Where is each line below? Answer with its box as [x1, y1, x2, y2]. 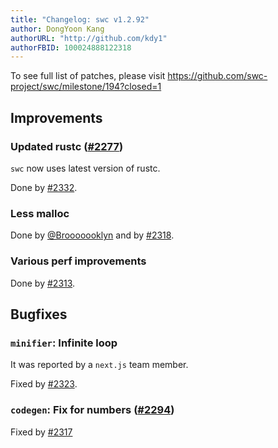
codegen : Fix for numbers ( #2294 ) [10, 403, 175, 417]
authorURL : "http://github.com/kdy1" [10, 33, 168, 43]
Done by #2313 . [10, 277, 76, 289]
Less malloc [10, 206, 70, 220]
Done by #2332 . [10, 181, 78, 193]
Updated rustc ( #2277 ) [10, 139, 124, 153]
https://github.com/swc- [167, 70, 268, 82]
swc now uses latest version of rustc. [10, 162, 161, 174]
